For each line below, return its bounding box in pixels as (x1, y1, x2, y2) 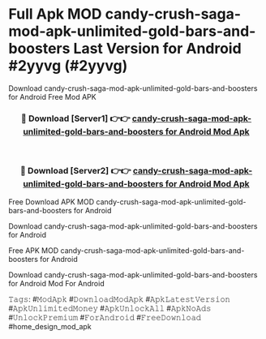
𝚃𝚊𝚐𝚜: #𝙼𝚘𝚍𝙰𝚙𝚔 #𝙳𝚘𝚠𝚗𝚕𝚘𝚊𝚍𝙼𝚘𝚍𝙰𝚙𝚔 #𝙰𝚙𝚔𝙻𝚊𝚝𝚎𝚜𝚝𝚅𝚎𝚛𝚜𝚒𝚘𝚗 (8, 294, 231, 304)
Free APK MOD (8, 245, 59, 255)
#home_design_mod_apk (8, 321, 92, 331)
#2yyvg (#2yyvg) (8, 57, 128, 75)
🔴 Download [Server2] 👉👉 (19, 165, 131, 177)
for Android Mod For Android (8, 278, 105, 288)
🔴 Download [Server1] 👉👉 (20, 113, 131, 124)
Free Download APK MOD (8, 196, 95, 207)
